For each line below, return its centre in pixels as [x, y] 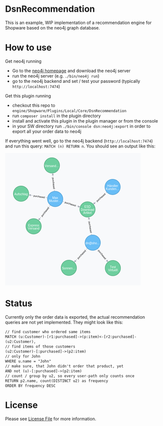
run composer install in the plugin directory [57, 116]
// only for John [23, 356]
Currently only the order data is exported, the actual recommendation [75, 317]
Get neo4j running [23, 61]
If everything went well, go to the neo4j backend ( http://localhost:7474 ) [79, 141]
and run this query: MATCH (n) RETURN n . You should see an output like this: [80, 146]
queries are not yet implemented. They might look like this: [64, 322]
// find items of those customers [40, 347]
